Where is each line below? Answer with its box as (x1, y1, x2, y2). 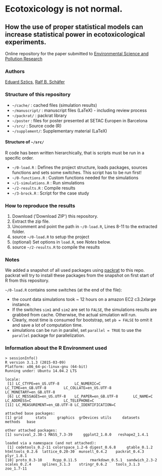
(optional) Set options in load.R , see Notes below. (12, 239, 111, 245)
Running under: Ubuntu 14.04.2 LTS (5, 368, 77, 373)
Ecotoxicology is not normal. (5, 3, 123, 15)
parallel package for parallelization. (12, 332, 85, 338)
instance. (12, 302, 31, 308)
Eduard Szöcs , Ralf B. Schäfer (5, 79, 65, 85)
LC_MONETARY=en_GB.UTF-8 (5, 390, 55, 394)
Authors (5, 68, 25, 75)
